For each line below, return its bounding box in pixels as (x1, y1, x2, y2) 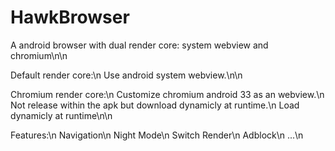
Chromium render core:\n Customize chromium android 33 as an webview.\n (10, 88, 325, 100)
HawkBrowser (10, 6, 130, 29)
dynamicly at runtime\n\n (10, 109, 113, 121)
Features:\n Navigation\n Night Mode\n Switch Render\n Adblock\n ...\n (10, 129, 304, 141)
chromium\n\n (10, 49, 68, 61)
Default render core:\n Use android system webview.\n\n (10, 69, 243, 81)
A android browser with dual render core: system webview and (10, 39, 269, 51)
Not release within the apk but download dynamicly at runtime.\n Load (10, 99, 300, 111)
